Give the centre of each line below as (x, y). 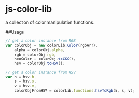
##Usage (15, 32)
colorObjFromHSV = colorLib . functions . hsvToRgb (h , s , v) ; (75, 90)
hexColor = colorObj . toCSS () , (45, 59)
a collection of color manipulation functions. (50, 22)
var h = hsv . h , (21, 77)
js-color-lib (29, 9)
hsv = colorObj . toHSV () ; (40, 64)
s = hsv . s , (25, 81)
